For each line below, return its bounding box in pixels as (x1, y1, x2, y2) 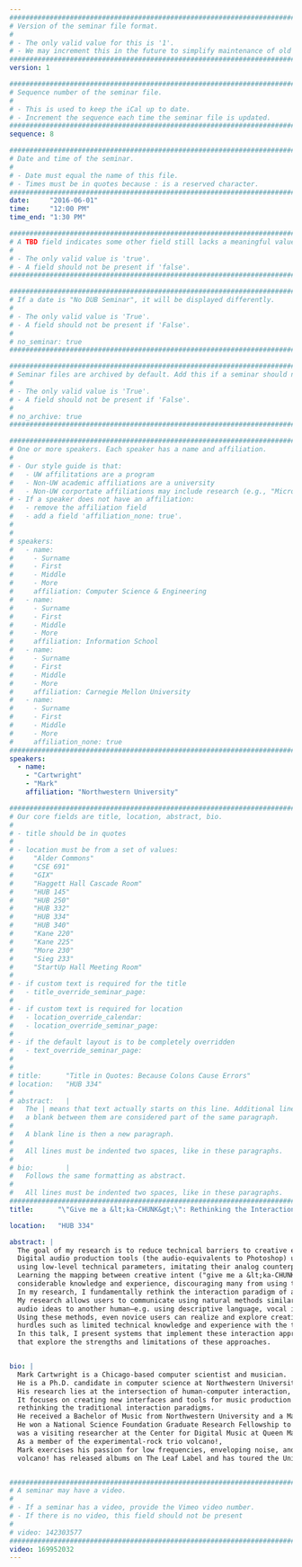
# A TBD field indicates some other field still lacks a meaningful (9, 237, 271, 246)
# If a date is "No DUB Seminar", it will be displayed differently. (9, 296, 276, 305)
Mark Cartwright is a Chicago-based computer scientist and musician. (17, 1370, 288, 1379)
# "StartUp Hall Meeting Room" (9, 963, 143, 972)
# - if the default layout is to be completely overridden (9, 1037, 235, 1047)
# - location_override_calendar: (9, 1012, 143, 1021)
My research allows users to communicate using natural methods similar (17, 1295, 296, 1304)
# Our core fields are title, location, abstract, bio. (9, 812, 223, 821)
